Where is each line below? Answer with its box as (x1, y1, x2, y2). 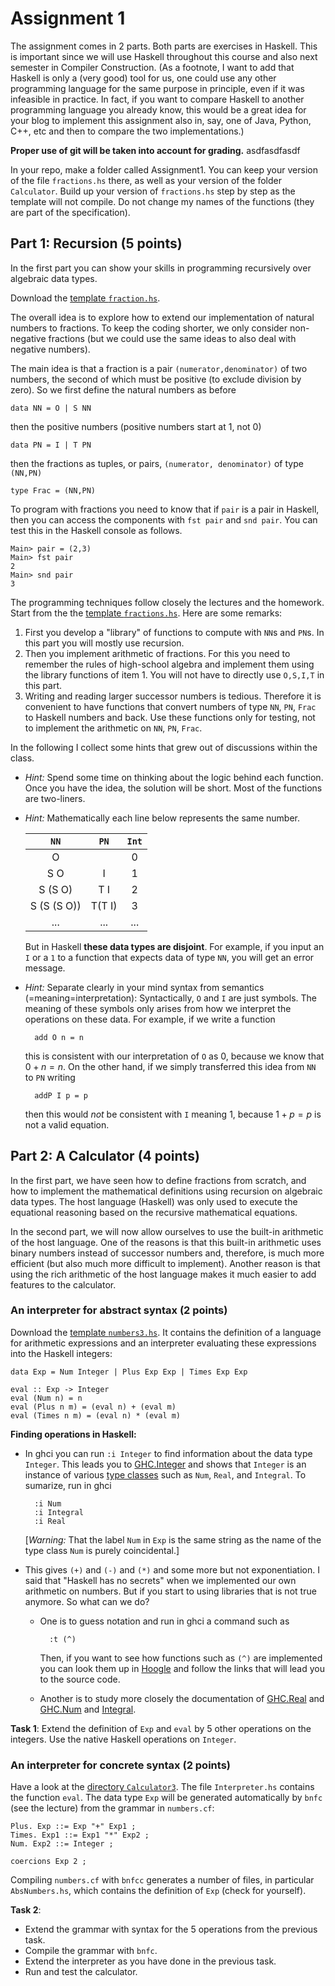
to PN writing (24, 1071, 76, 1083)
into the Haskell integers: (10, 1347, 113, 1359)
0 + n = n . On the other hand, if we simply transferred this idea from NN (24, 1060, 317, 1072)
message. (24, 962, 66, 974)
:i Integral (34, 1507, 84, 1517)
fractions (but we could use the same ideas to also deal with (48, 332, 297, 344)
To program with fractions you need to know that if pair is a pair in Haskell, (10, 503, 320, 515)
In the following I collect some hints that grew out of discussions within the (10, 741, 318, 753)
